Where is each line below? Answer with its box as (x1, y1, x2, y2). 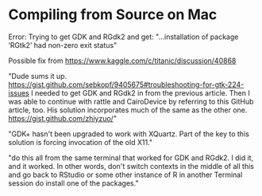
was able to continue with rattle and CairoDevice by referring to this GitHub (8, 96, 254, 106)
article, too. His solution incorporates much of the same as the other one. (8, 105, 248, 115)
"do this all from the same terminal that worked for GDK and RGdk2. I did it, (8, 153, 254, 163)
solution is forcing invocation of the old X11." (8, 137, 153, 147)
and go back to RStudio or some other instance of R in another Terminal (8, 170, 243, 179)
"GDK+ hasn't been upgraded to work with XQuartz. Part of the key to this (8, 129, 250, 139)
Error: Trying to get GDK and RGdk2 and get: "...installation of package (8, 32, 239, 41)
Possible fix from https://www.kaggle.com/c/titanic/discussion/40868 (8, 56, 237, 65)
